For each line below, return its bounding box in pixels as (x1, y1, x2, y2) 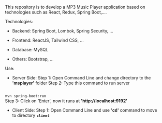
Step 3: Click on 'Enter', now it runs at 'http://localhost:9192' (5, 98, 128, 104)
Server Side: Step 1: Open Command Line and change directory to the (12, 75, 151, 80)
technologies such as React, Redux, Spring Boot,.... (5, 9, 107, 15)
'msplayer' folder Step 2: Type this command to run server (12, 80, 130, 86)
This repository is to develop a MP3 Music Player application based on (5, 4, 146, 10)
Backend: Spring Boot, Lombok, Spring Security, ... (12, 28, 114, 33)
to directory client (12, 112, 50, 118)
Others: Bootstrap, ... (12, 56, 54, 62)
